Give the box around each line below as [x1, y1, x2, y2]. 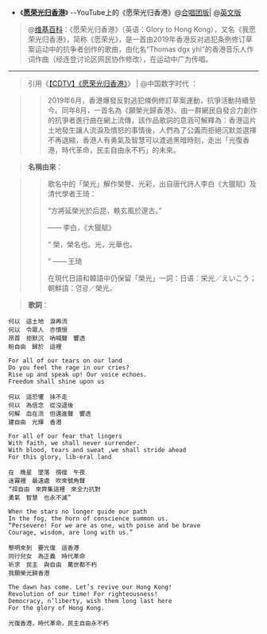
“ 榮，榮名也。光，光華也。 [47, 240, 137, 249]
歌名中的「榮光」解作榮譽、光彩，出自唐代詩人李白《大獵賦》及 [47, 179, 257, 188]
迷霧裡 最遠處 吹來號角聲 [8, 477, 86, 485]
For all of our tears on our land [8, 357, 123, 365]
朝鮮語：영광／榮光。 [47, 284, 117, 292]
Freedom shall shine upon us [8, 377, 105, 385]
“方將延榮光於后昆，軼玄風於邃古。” [47, 206, 162, 215]
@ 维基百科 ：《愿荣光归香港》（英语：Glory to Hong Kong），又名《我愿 [27, 25, 257, 34]
